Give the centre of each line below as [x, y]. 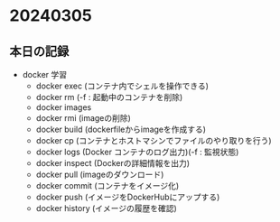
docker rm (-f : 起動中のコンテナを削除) [109, 97]
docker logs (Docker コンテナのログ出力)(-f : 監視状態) [137, 152]
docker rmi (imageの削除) [83, 118]
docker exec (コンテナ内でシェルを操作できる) [122, 86]
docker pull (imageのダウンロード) [100, 174]
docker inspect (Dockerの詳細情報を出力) [113, 163]
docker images [64, 107]
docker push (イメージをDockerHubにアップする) [128, 197]
